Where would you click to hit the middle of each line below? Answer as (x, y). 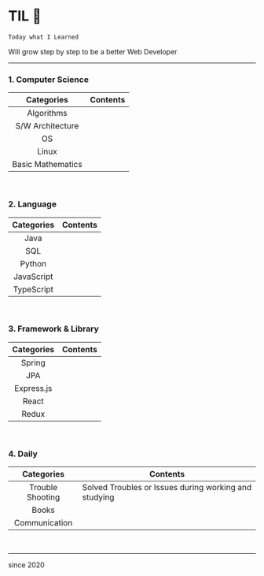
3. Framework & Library (54, 329)
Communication (44, 523)
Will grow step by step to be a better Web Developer (93, 51)
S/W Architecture (47, 126)
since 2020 (26, 565)
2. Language (33, 204)
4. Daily (23, 454)
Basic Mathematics (47, 165)
